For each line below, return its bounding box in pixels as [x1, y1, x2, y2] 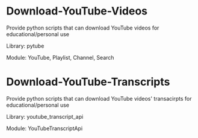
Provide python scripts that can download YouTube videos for [6, 24, 159, 31]
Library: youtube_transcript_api [6, 113, 84, 120]
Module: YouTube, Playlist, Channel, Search [6, 54, 114, 61]
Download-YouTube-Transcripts [6, 75, 170, 89]
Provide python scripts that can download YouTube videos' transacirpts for [6, 95, 192, 102]
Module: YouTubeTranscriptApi [6, 125, 83, 132]
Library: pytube [6, 42, 45, 49]
